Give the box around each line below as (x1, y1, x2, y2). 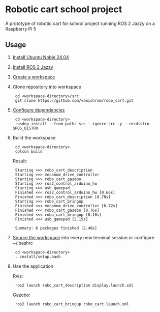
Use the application (12, 263, 54, 269)
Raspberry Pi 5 (5, 25, 37, 32)
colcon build (15, 149, 43, 154)
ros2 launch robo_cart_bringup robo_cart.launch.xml (15, 301, 129, 306)
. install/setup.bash (15, 254, 61, 259)
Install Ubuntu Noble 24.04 (12, 54, 70, 60)
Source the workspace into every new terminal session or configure (12, 234, 155, 240)
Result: (12, 158, 27, 164)
